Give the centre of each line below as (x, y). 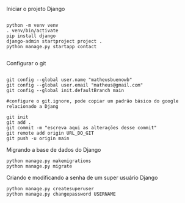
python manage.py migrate (39, 166)
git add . (19, 123)
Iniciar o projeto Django (36, 9)
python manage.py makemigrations (49, 161)
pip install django (31, 36)
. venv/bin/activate (33, 30)
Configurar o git (26, 63)
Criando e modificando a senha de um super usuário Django (82, 177)
